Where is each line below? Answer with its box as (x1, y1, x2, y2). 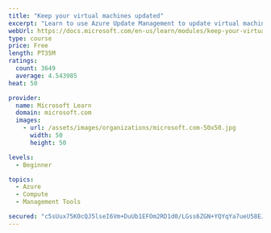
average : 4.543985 (15, 72, 78, 80)
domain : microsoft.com (15, 109, 92, 117)
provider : (8, 94, 42, 102)
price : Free (8, 42, 48, 50)
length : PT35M (8, 49, 56, 57)
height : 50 (29, 139, 67, 147)
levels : (8, 153, 35, 161)
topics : (8, 175, 35, 184)
